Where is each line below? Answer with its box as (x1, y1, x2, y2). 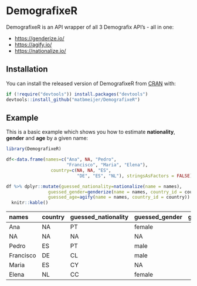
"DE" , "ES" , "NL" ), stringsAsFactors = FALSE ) (77, 173, 193, 179)
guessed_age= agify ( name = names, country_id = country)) (47, 195, 191, 200)
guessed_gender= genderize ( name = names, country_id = (47, 189, 182, 195)
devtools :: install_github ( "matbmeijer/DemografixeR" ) (6, 97, 141, 103)
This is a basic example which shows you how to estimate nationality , (6, 128, 176, 135)
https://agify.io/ (14, 41, 52, 48)
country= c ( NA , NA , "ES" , (50, 167, 111, 173)
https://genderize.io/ (14, 35, 64, 42)
